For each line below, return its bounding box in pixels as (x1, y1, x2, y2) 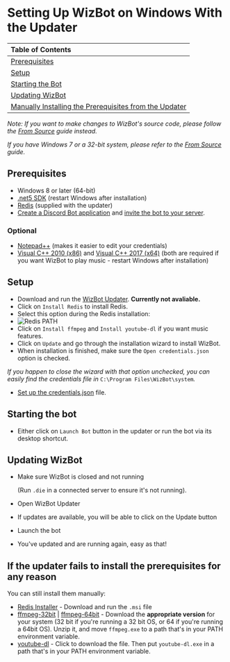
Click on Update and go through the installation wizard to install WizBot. (17, 339, 221, 347)
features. (17, 331, 44, 340)
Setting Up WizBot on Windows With (7, 5, 222, 21)
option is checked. (17, 354, 71, 362)
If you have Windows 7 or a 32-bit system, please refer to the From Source (7, 140, 222, 149)
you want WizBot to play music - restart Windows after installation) (17, 256, 209, 265)
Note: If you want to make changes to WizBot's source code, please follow (7, 119, 222, 128)
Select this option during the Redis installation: (17, 309, 151, 317)
